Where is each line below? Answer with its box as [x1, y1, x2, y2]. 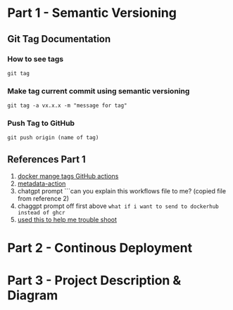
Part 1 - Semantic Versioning [7, 5, 177, 21]
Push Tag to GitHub [7, 118, 75, 128]
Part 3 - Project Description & [7, 272, 182, 288]
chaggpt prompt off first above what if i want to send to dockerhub [17, 202, 220, 210]
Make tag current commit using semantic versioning [7, 86, 190, 96]
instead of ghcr [17, 209, 65, 217]
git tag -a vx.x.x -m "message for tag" [7, 102, 128, 110]
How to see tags [7, 54, 64, 64]
